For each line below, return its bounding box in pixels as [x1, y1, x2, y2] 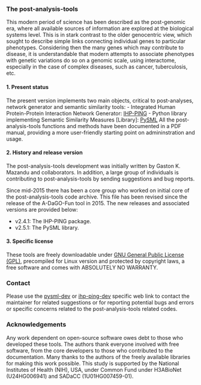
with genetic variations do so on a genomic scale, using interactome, [6, 57, 176, 64]
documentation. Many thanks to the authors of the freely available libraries [6, 353, 191, 360]
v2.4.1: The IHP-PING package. [14, 217, 92, 224]
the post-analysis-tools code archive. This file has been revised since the [6, 193, 188, 200]
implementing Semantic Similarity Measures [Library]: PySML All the [6, 116, 175, 123]
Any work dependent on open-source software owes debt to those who [6, 334, 184, 341]
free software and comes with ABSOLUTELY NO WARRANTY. [6, 263, 158, 271]
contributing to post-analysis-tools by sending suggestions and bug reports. [6, 175, 195, 182]
